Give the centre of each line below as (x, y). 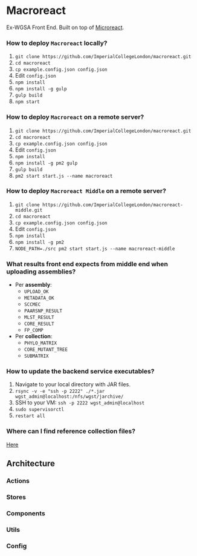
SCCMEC (32, 305)
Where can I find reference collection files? (71, 431)
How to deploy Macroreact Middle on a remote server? (86, 191)
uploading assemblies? (41, 272)
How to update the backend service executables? (80, 372)
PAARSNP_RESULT (43, 311)
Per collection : (34, 337)
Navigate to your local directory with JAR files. (73, 384)
